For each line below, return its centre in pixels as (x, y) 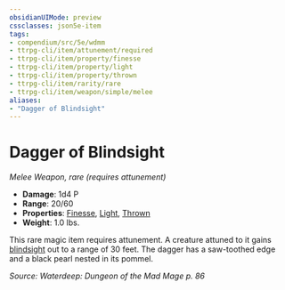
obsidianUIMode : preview (55, 17)
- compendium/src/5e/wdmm (57, 42)
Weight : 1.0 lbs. (51, 222)
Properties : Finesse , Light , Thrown (86, 213)
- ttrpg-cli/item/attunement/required (81, 51)
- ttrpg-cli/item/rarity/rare (65, 84)
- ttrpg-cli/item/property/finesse (75, 59)
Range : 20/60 (48, 204)
